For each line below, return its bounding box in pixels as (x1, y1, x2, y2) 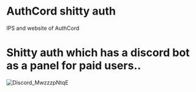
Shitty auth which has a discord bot (6, 46, 190, 60)
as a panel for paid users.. (6, 59, 141, 73)
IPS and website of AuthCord (6, 24, 80, 32)
